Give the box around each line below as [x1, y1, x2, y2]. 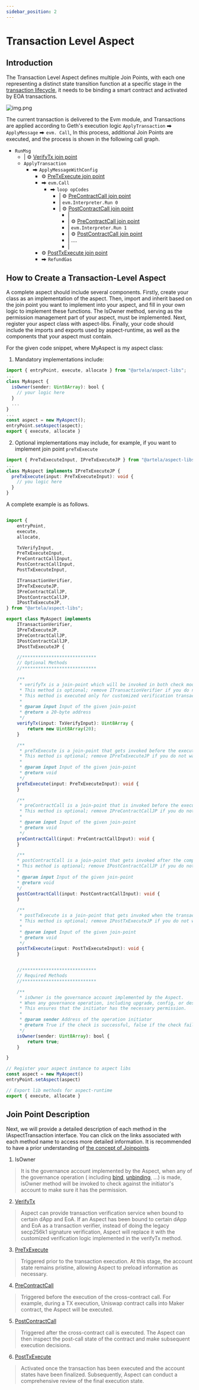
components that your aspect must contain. [6, 333, 113, 340]
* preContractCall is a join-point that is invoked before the [19, 803, 179, 809]
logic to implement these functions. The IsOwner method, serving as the [6, 307, 182, 315]
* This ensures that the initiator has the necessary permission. [19, 1005, 187, 1011]
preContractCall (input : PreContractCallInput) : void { [17, 836, 155, 842]
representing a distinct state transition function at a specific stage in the [6, 80, 182, 87]
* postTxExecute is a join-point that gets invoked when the [19, 913, 174, 919]
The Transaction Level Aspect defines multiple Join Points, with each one [6, 74, 185, 81]
